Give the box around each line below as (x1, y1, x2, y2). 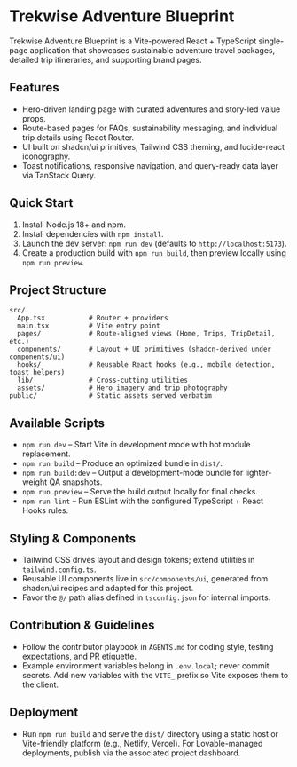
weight (21, 477, 47, 487)
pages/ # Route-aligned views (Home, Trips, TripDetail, (17, 329, 276, 338)
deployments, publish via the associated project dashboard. (21, 747, 241, 758)
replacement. (21, 448, 71, 459)
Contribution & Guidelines (9, 618, 155, 633)
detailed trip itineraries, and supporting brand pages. (9, 54, 202, 65)
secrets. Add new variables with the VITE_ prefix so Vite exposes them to (21, 669, 289, 680)
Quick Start (9, 195, 74, 210)
